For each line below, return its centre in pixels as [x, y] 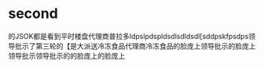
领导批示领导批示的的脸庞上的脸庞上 [67, 55]
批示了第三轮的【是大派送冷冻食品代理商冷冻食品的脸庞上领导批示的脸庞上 [135, 46]
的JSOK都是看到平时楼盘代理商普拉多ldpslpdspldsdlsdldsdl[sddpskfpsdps [128, 36]
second [33, 14]
